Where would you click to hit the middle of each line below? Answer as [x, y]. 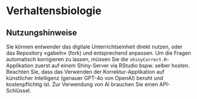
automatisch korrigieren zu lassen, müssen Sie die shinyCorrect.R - [88, 59]
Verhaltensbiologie [54, 11]
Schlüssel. [19, 90]
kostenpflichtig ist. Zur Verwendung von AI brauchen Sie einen [82, 84]
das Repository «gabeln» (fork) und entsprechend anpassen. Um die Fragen [99, 53]
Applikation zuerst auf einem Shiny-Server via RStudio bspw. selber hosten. [98, 65]
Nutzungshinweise [42, 33]
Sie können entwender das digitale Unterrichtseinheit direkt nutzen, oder [94, 47]
